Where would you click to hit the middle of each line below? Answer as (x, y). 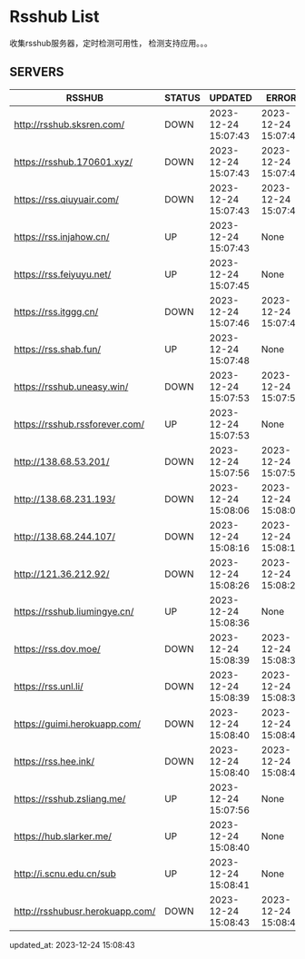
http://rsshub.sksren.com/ (69, 124)
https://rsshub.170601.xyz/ (74, 162)
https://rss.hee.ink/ (54, 761)
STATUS (183, 97)
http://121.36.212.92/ (62, 574)
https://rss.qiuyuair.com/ (67, 199)
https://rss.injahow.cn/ (62, 236)
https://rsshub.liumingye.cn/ (74, 611)
